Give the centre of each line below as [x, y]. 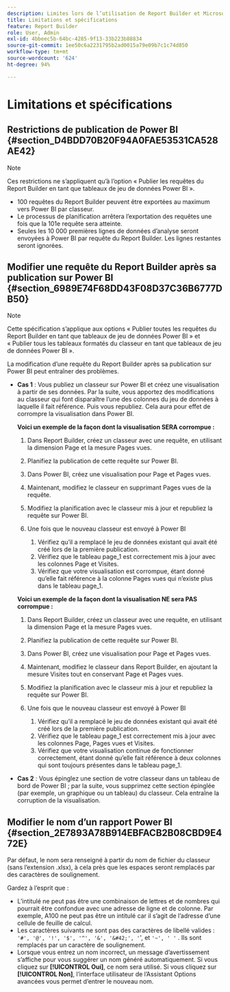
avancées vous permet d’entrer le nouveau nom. [85, 982]
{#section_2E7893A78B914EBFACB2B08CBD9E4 [115, 832]
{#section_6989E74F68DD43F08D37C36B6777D [115, 289]
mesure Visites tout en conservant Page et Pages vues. [105, 674]
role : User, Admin [33, 33]
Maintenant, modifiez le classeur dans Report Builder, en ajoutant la [122, 667]
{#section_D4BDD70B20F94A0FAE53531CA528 [113, 140]
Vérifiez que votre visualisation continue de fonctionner [115, 751]
